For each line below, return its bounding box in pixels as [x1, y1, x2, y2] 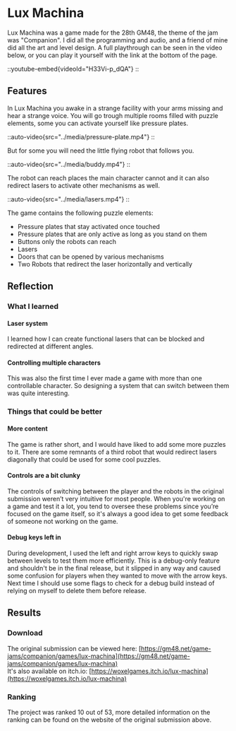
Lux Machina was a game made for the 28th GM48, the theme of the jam [7, 28, 218, 37]
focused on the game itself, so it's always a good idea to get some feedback [7, 509, 229, 517]
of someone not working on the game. [7, 517, 118, 525]
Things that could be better [7, 407, 103, 416]
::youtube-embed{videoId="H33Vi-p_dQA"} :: [7, 64, 139, 73]
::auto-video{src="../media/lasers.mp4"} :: [7, 194, 130, 203]
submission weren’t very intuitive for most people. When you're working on [7, 494, 225, 503]
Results [7, 607, 42, 619]
